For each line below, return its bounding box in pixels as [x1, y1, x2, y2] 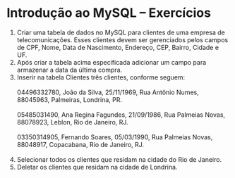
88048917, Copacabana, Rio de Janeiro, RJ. [16, 140, 145, 148]
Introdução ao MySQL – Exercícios [6, 5, 211, 21]
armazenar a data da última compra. [16, 65, 123, 74]
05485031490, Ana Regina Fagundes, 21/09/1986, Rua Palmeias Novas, [16, 110, 226, 119]
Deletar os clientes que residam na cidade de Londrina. [16, 163, 178, 171]
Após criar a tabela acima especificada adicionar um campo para [16, 58, 207, 66]
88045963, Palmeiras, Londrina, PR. [16, 95, 123, 103]
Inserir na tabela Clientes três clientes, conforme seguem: [16, 72, 186, 82]
